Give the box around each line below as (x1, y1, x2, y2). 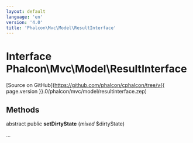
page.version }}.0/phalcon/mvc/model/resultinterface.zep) (6, 88, 147, 95)
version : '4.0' (6, 19, 43, 25)
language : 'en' (6, 14, 43, 20)
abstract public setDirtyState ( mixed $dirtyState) (6, 120, 125, 127)
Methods (6, 104, 40, 114)
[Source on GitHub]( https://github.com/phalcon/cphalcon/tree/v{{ (6, 82, 165, 89)
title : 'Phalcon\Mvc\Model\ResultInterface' (6, 25, 116, 31)
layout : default (6, 8, 46, 15)
